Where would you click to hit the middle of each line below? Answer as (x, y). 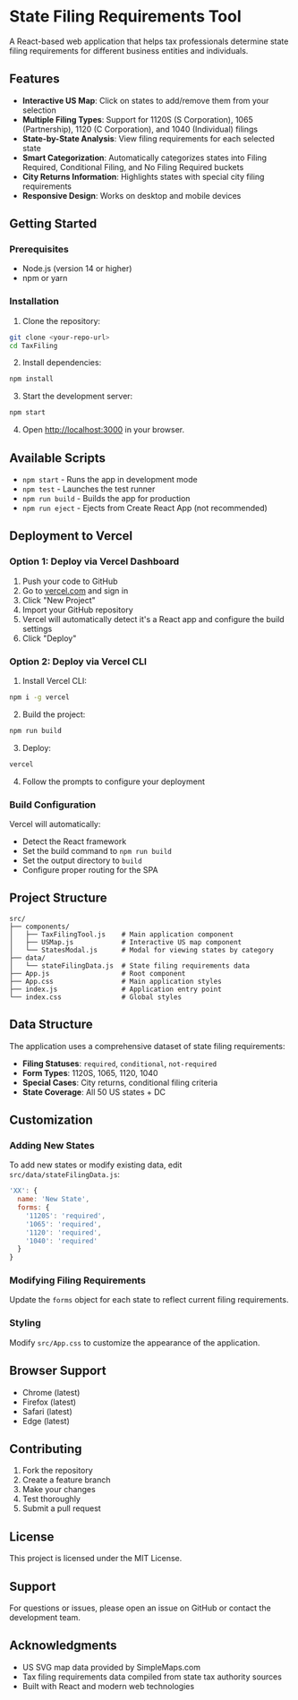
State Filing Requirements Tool (125, 17)
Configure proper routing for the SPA (90, 869)
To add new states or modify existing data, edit (96, 1165)
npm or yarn (45, 278)
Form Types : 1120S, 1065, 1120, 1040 (90, 1072)
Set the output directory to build (82, 860)
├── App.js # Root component (98, 973)
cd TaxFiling (34, 346)
